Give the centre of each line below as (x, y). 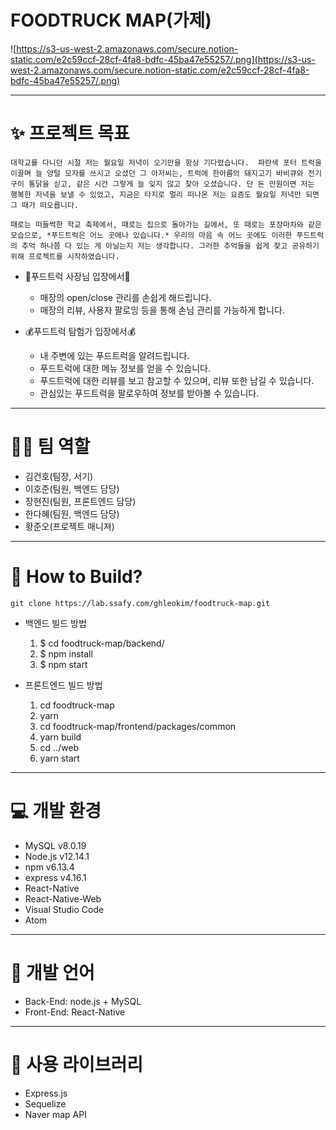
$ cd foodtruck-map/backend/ (102, 643)
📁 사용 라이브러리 (76, 1064)
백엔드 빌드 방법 (55, 623)
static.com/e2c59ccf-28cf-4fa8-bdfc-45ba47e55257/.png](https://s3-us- (163, 59)
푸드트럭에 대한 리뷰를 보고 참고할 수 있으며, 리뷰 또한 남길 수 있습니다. (177, 380)
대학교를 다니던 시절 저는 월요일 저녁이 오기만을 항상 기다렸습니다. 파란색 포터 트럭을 (166, 162)
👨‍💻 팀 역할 (50, 447)
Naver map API (55, 1114)
